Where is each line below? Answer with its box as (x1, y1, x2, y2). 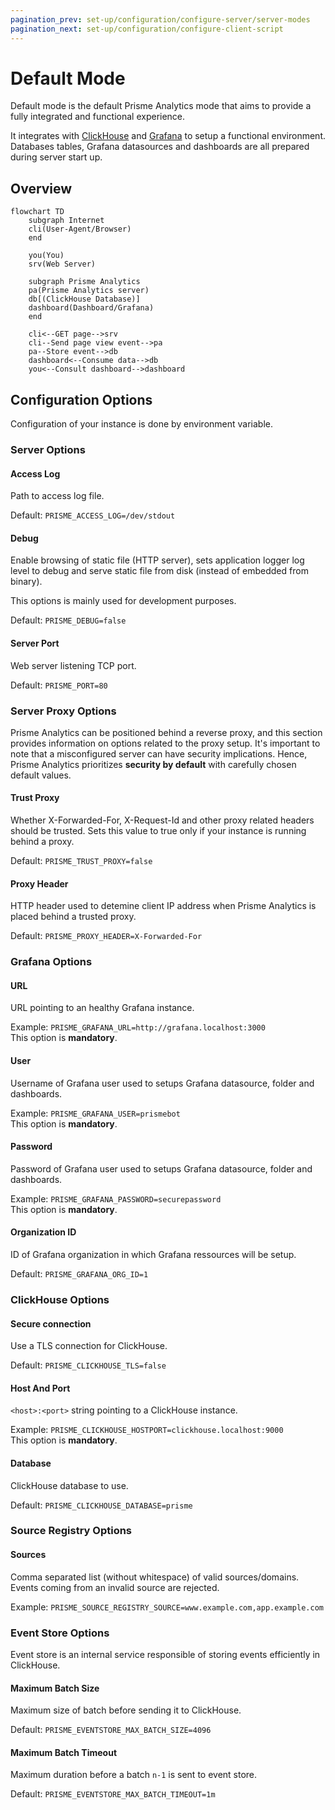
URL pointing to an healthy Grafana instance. (10, 1002, 195, 1014)
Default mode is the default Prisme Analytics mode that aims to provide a (10, 100, 312, 112)
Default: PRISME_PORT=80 (10, 679, 108, 691)
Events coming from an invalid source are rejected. (10, 1581, 220, 1593)
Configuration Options (10, 391, 153, 408)
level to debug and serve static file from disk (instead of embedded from (10, 565, 309, 577)
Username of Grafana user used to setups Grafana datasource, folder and (10, 1077, 315, 1089)
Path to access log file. (10, 490, 105, 502)
